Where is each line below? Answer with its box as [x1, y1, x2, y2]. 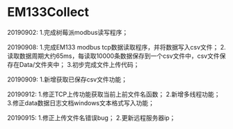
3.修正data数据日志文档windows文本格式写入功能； [7, 98, 154, 107]
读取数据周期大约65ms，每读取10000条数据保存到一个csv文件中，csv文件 [7, 52, 220, 60]
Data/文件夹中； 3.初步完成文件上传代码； [19, 60, 140, 68]
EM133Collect [7, 4, 89, 20]
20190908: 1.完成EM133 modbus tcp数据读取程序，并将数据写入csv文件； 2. [7, 43, 226, 51]
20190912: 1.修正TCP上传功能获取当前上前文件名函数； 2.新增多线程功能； [7, 90, 220, 98]
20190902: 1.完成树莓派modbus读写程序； [7, 28, 129, 36]
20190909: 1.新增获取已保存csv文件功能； [7, 75, 127, 84]
